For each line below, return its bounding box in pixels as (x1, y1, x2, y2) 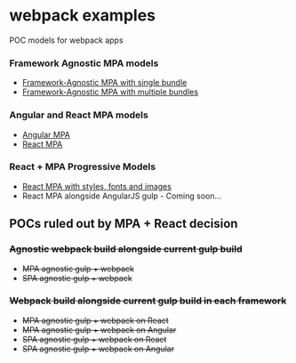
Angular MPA (21, 129, 71, 140)
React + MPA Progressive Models (9, 161, 156, 173)
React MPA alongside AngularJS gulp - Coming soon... (21, 190, 222, 201)
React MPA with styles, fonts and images (21, 181, 172, 191)
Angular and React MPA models (9, 109, 148, 121)
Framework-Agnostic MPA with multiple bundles (21, 86, 198, 98)
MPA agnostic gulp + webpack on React (21, 315, 169, 326)
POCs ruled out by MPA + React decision (9, 216, 238, 231)
